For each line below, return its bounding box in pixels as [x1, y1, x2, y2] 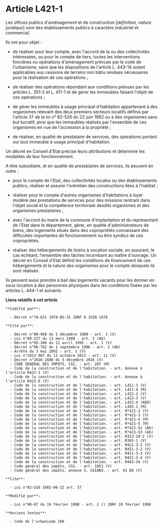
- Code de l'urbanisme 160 [10, 519, 65, 524]
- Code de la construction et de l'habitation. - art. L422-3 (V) [10, 395, 147, 401]
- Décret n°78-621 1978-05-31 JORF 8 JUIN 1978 [10, 315, 108, 319]
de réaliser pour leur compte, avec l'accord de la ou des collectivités [12, 49, 150, 54]
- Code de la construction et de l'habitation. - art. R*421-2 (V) [10, 408, 149, 413]
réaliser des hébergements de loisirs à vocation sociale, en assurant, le [12, 247, 155, 253]
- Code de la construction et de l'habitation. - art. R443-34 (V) [10, 459, 149, 464]
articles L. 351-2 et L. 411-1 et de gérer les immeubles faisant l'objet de [12, 89, 153, 95]
